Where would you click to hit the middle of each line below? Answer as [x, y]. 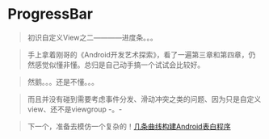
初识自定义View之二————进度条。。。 [92, 37]
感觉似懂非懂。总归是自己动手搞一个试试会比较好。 [120, 65]
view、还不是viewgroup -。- [75, 109]
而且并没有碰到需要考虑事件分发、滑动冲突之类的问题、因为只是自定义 [144, 99]
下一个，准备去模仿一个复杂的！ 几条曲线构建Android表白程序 [129, 126]
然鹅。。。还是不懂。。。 [63, 82]
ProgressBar [50, 14]
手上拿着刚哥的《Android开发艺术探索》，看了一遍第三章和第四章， [138, 54]
